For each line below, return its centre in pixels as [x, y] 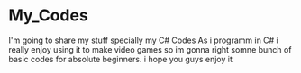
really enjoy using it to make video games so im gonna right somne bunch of [150, 49]
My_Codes [49, 16]
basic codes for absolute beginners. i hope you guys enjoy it [121, 59]
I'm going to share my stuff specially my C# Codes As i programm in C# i [143, 40]
